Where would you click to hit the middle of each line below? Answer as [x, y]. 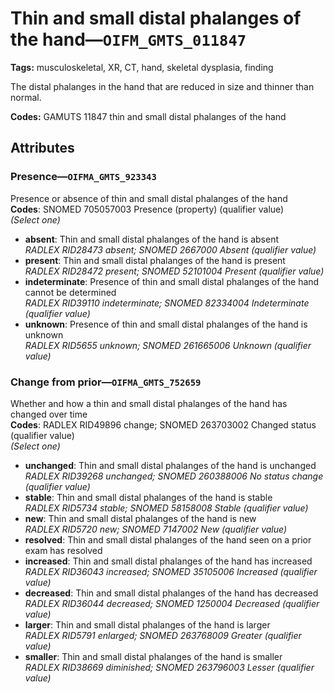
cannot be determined [70, 292]
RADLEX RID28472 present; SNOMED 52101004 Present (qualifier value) [174, 271]
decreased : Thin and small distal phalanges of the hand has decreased [171, 593]
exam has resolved [63, 550]
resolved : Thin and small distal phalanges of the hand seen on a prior [168, 539]
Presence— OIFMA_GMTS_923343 [83, 177]
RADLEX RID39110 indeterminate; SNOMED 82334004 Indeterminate [167, 303]
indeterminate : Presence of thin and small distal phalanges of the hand [172, 281]
